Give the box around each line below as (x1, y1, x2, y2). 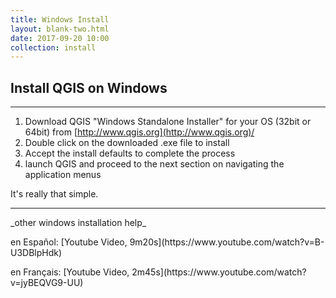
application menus (24, 169, 102, 181)
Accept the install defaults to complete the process (24, 147, 236, 160)
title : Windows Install (10, 14, 110, 25)
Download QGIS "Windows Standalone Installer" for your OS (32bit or (24, 116, 312, 128)
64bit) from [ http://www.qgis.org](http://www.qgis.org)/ (24, 126, 255, 138)
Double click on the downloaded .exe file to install (24, 137, 230, 149)
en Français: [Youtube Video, (10, 266, 130, 278)
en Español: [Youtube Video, (10, 236, 128, 248)
